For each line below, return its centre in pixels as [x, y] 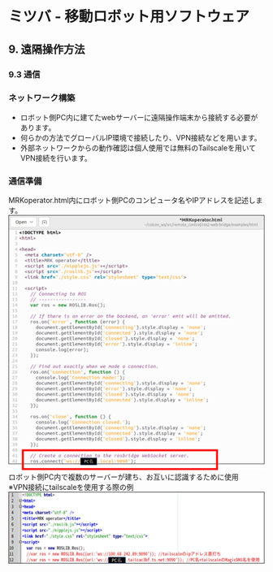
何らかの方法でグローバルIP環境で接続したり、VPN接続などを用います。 [141, 137]
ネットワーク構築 [42, 98]
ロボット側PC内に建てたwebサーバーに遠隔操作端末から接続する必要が [139, 117]
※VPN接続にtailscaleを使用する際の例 [71, 487]
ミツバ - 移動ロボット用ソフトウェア [129, 17]
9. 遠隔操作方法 [47, 49]
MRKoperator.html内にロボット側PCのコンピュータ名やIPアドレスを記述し [132, 201]
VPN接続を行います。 [56, 158]
